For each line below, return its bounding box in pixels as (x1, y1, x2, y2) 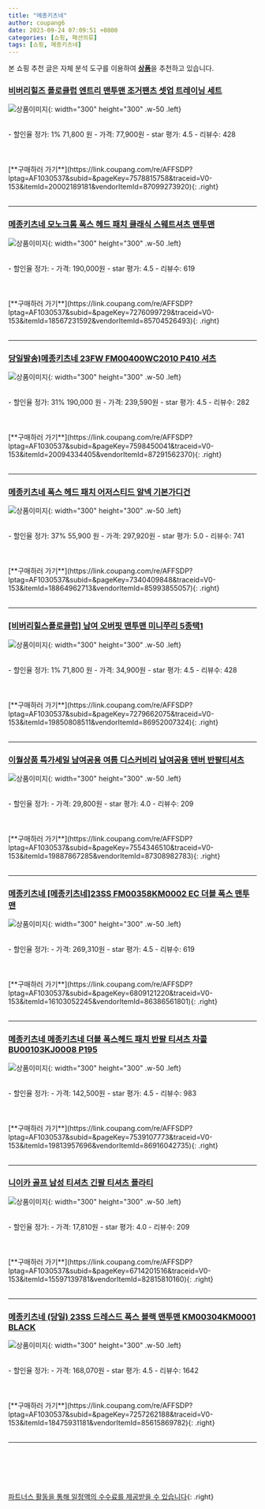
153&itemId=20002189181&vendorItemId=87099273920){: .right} (8, 182, 219, 192)
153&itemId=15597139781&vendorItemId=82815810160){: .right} (8, 1274, 214, 1283)
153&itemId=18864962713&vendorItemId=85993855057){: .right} (8, 583, 220, 593)
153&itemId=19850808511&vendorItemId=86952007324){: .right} (8, 717, 219, 727)
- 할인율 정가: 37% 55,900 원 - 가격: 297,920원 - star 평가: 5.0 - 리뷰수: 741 (8, 531, 244, 541)
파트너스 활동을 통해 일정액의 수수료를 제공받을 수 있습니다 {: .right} (8, 1492, 215, 1502)
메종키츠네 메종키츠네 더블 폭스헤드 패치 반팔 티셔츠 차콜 (8, 1034, 207, 1045)
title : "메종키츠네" (8, 11, 68, 20)
